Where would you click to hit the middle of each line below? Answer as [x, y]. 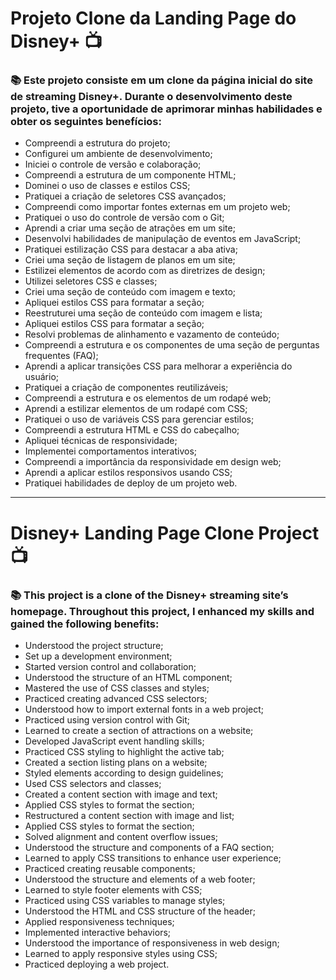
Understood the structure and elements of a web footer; [140, 879]
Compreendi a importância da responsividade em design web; [153, 462]
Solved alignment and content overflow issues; [121, 836]
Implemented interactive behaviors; [98, 932]
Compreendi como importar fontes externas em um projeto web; [157, 207]
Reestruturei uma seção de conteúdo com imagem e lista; [143, 313]
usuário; [42, 377]
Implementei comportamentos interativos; [111, 451]
